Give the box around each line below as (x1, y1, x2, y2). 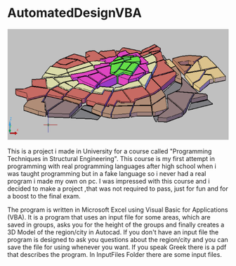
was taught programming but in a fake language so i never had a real (7, 170, 206, 178)
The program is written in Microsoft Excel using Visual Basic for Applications (7, 205, 228, 214)
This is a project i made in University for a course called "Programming (7, 147, 212, 156)
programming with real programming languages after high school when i (7, 162, 216, 170)
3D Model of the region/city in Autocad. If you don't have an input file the (7, 228, 219, 236)
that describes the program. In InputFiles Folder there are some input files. (7, 251, 223, 259)
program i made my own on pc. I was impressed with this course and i (7, 177, 210, 186)
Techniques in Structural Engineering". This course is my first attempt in (7, 155, 216, 163)
